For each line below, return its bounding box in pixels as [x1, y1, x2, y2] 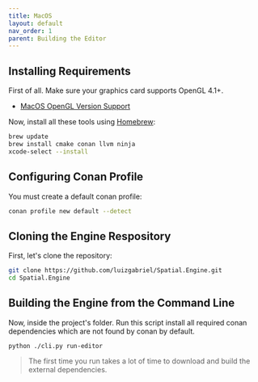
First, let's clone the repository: [8, 251, 112, 261]
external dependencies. [27, 364, 108, 374]
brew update [8, 132, 49, 141]
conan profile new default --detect [8, 207, 132, 215]
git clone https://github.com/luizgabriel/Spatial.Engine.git [8, 267, 222, 275]
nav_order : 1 [8, 27, 53, 35]
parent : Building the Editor [8, 34, 107, 43]
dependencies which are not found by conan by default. [8, 326, 196, 336]
